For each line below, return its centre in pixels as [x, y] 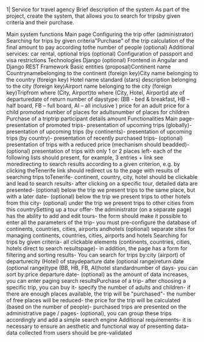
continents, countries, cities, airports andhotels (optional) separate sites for [101, 229]
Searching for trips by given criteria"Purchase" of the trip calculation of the [100, 41]
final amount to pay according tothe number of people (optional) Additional [100, 47]
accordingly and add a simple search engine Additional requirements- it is [99, 320]
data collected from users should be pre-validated [69, 333]
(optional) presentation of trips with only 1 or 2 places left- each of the [94, 151]
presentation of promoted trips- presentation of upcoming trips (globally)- [99, 125]
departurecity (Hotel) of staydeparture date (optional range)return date [95, 261]
